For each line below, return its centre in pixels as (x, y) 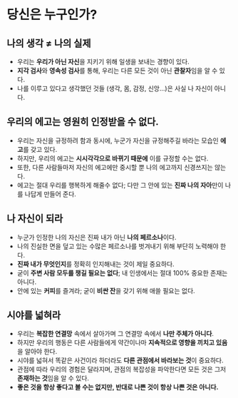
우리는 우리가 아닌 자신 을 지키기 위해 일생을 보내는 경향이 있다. (103, 62)
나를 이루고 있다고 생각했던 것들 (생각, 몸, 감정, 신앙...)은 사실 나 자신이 (115, 88)
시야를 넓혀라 (34, 316)
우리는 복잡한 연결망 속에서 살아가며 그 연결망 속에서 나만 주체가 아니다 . (115, 334)
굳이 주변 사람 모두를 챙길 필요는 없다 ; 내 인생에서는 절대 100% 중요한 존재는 (122, 272)
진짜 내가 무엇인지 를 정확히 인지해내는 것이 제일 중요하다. (96, 264)
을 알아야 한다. (37, 352)
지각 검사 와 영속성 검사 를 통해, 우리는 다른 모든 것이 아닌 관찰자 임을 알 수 (117, 71)
